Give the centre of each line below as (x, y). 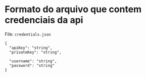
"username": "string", (33, 61)
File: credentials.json (28, 34)
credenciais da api (44, 20)
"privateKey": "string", (35, 52)
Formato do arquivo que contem (73, 9)
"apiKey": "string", (31, 48)
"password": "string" (32, 65)
